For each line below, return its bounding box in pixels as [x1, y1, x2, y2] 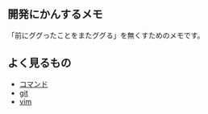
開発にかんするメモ [7, 7, 103, 22]
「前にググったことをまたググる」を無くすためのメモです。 [7, 31, 205, 40]
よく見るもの [7, 56, 72, 70]
